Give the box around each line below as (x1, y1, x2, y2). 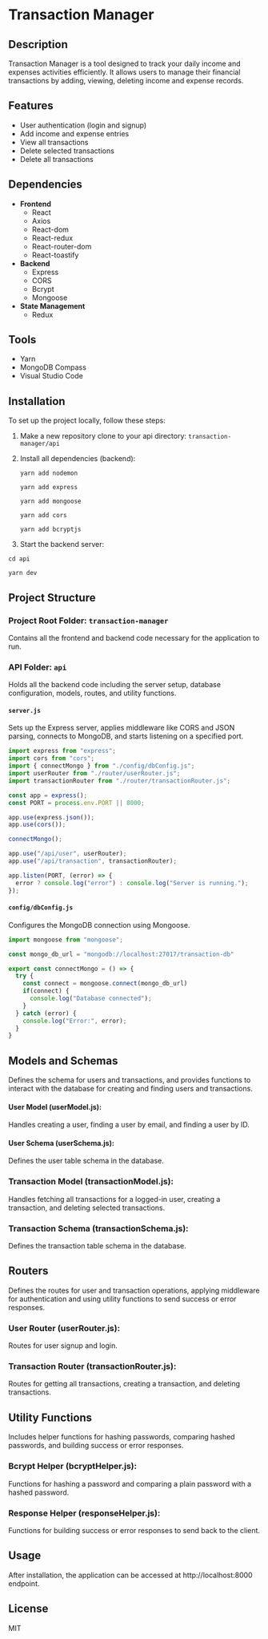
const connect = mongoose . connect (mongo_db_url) (22, 980, 188, 988)
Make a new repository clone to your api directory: (19, 431, 186, 441)
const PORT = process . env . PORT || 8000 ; (8, 799, 146, 807)
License (8, 1602, 49, 1616)
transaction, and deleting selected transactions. (8, 1203, 166, 1212)
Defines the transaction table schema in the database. (8, 1241, 186, 1251)
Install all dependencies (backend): (19, 454, 136, 463)
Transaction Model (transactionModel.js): (8, 1176, 174, 1188)
